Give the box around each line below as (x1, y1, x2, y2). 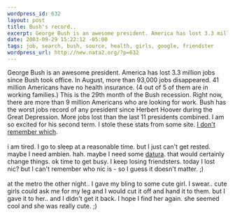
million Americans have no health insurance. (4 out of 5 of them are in (7, 83, 208, 91)
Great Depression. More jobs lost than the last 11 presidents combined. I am (7, 112, 225, 121)
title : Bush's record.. (7, 23, 77, 30)
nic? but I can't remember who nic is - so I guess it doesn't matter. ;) (7, 165, 204, 173)
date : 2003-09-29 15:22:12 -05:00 (7, 36, 108, 43)
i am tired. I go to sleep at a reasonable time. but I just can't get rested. (7, 142, 211, 151)
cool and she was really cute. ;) (7, 202, 98, 210)
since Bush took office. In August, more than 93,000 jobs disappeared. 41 (7, 75, 219, 84)
